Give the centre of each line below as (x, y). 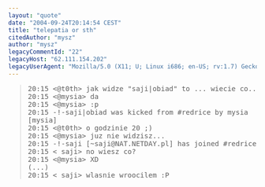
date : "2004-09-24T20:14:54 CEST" (65, 23)
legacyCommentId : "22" (45, 52)
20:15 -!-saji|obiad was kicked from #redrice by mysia (138, 112)
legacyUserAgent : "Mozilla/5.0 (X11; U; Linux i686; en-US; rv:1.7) (123, 67)
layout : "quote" (35, 15)
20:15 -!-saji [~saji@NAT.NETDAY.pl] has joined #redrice (142, 143)
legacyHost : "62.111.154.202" (58, 60)
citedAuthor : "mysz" (42, 37)
